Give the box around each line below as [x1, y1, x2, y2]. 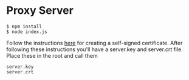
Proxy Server [6, 4, 74, 17]
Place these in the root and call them [6, 52, 98, 59]
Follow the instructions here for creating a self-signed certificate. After [6, 39, 183, 46]
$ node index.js [6, 28, 47, 35]
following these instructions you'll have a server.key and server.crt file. [6, 46, 184, 53]
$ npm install [6, 23, 43, 29]
